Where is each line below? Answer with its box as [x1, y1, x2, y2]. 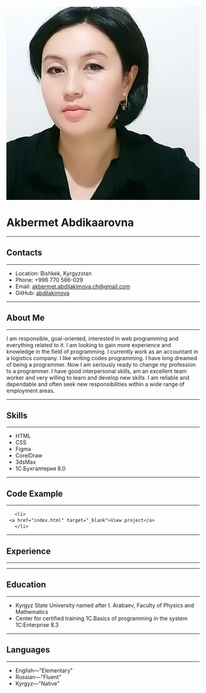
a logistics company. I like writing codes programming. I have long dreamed [6, 354, 197, 362]
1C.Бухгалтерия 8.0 [15, 465, 66, 472]
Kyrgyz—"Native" [15, 680, 60, 687]
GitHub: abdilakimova [15, 289, 70, 296]
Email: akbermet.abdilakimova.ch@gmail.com [15, 283, 131, 290]
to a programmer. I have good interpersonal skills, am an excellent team [6, 367, 187, 375]
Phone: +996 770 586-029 [15, 276, 83, 283]
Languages [6, 645, 50, 655]
